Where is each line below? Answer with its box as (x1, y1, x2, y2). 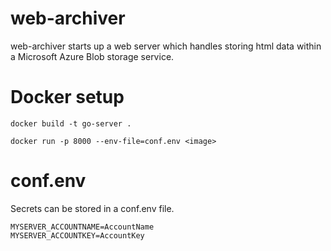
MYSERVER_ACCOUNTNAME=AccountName (10, 222, 155, 232)
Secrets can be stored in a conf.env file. (10, 202, 175, 214)
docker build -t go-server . (10, 118, 132, 129)
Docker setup (10, 86, 125, 109)
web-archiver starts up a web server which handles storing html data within (10, 40, 322, 52)
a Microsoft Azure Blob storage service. (10, 50, 175, 62)
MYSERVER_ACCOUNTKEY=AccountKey (10, 230, 145, 241)
